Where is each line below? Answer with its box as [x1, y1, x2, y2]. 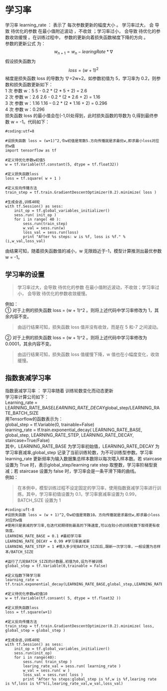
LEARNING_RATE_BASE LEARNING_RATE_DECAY [5, 405, 105, 411]
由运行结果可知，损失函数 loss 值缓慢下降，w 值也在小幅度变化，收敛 [17, 351, 160, 358]
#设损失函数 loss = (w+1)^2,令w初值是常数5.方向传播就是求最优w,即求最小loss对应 [5, 139, 160, 144]
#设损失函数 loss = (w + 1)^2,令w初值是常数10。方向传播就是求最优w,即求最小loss [5, 513, 160, 518]
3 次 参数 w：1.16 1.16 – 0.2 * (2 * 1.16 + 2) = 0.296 [5, 100, 108, 106]
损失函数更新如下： [13, 81, 53, 87]
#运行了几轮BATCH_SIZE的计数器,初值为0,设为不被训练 [5, 559, 103, 564]
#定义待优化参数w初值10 [5, 592, 48, 597]
